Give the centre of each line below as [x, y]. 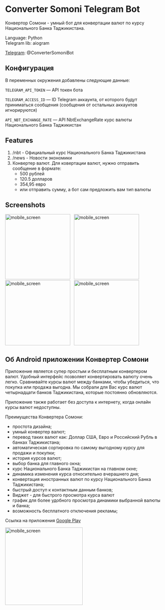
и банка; [21, 506]
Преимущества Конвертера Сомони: [44, 417]
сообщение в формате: [37, 168]
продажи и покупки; [34, 453]
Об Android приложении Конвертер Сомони [77, 359]
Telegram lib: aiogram [27, 43]
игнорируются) [21, 110]
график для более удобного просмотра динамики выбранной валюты [86, 500]
